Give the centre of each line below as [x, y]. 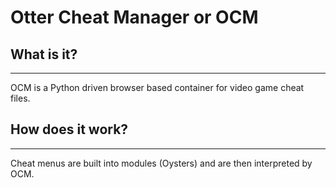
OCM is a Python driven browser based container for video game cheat [157, 87]
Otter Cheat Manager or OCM [134, 17]
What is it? [44, 54]
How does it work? [69, 129]
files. [20, 98]
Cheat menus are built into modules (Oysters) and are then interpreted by [161, 163]
